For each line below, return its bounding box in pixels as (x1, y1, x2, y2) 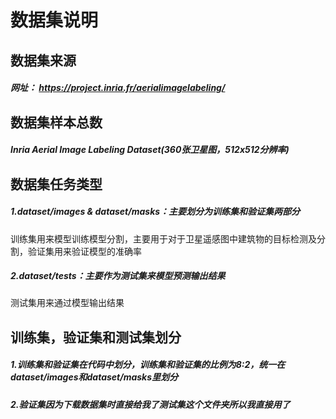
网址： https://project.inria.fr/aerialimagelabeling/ (10, 82, 226, 94)
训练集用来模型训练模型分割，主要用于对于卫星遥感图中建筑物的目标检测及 (10, 232, 317, 245)
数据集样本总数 (10, 114, 103, 131)
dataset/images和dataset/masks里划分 (10, 371, 179, 383)
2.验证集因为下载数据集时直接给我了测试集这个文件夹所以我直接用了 (10, 398, 291, 410)
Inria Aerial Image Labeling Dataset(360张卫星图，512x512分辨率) (10, 144, 290, 156)
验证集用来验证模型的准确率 (27, 245, 142, 257)
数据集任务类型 (10, 176, 103, 193)
